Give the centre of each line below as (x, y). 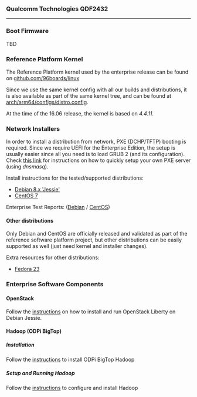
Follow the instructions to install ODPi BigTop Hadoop (70, 360)
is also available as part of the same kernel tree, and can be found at (89, 95)
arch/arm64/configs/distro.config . (47, 102)
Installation (20, 345)
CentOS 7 (26, 196)
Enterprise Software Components (55, 284)
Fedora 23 (27, 269)
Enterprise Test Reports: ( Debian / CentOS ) (58, 207)
